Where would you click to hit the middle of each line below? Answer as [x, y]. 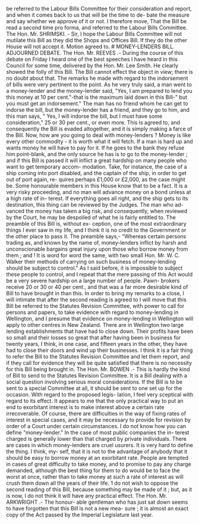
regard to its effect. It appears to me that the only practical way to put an [95, 401]
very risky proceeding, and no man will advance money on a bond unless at [99, 192]
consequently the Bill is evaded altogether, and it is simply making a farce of [99, 129]
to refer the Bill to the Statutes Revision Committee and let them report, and [98, 356]
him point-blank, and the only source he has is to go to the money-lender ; [97, 154]
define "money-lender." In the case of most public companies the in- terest [98, 432]
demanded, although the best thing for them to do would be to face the [93, 470]
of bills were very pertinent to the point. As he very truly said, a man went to [99, 85]
